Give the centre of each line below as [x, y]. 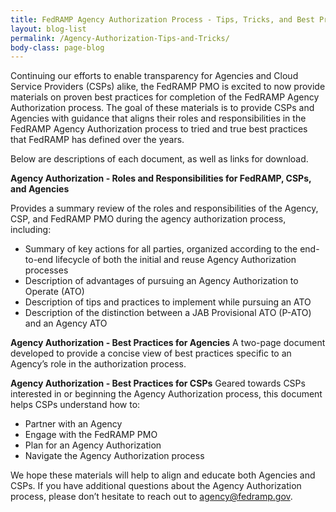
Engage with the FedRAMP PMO [91, 435]
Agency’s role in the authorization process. [98, 364]
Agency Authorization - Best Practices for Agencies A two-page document [168, 343]
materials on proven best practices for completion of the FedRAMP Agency [165, 97]
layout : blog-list [48, 29]
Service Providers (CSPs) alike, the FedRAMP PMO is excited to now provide [168, 87]
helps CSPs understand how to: [75, 405]
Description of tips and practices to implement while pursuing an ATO [168, 302]
